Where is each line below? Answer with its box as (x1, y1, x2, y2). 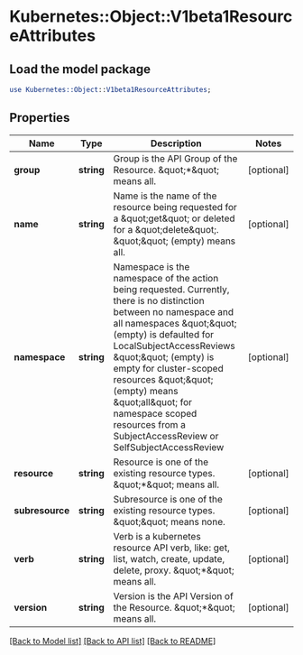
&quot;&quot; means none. (113, 515, 225, 528)
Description (150, 137, 202, 150)
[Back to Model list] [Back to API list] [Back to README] (9, 635, 216, 646)
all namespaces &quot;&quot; (113, 317, 237, 329)
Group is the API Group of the (113, 152, 238, 164)
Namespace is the (113, 260, 190, 272)
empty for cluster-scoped (113, 362, 224, 374)
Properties (9, 110, 70, 125)
